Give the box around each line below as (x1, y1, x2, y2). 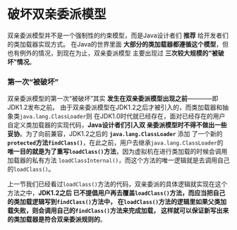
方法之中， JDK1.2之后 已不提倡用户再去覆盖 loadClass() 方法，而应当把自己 (7, 188, 226, 198)
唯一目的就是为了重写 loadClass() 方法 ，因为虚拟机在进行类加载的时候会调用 (7, 147, 228, 156)
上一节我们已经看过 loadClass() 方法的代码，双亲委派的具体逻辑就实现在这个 (7, 180, 228, 188)
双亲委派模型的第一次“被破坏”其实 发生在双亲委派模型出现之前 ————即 (7, 95, 219, 103)
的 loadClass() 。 (7, 165, 55, 174)
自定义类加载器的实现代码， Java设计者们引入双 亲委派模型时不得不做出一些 (7, 121, 227, 129)
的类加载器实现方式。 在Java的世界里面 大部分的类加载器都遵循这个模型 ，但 (7, 40, 229, 48)
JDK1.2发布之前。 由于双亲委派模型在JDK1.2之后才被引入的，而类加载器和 (7, 103, 223, 111)
